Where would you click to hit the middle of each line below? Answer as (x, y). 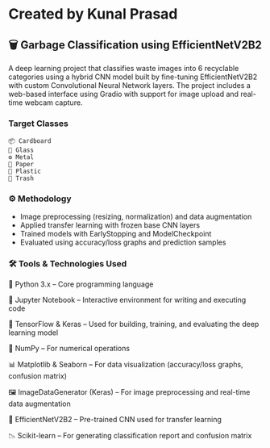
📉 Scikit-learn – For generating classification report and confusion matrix (130, 435)
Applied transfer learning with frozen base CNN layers (110, 225)
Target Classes (38, 124)
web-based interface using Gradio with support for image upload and (124, 94)
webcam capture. (54, 103)
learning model (33, 333)
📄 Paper (21, 165)
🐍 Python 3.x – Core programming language (81, 284)
